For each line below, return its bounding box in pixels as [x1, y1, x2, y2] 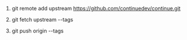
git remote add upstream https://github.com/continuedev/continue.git [11, 5, 181, 12]
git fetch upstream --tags [11, 16, 74, 23]
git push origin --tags [11, 27, 64, 34]
